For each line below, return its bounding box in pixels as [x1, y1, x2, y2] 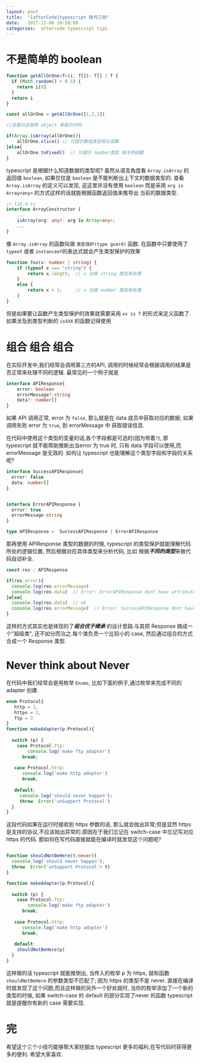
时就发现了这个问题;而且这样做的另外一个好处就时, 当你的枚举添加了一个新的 [6, 984, 193, 991]
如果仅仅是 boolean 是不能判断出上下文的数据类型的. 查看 [45, 174, 185, 181]
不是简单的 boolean [6, 53, 102, 66]
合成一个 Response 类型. [6, 637, 67, 644]
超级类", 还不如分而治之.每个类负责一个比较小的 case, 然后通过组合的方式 [14, 630, 193, 637]
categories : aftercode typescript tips [6, 25, 108, 32]
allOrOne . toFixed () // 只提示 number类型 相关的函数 [17, 150, 144, 156]
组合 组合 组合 [6, 340, 74, 354]
